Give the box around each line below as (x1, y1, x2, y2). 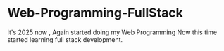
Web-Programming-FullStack (7, 5, 183, 21)
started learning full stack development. (7, 35, 123, 43)
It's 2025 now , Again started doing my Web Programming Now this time (7, 28, 217, 36)
